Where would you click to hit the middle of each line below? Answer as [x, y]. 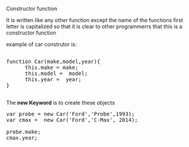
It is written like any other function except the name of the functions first [94, 20]
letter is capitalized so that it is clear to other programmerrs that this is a [94, 26]
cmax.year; [22, 138]
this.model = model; [56, 73]
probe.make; [23, 132]
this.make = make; [51, 68]
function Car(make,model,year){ [53, 62]
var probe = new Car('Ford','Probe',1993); [70, 114]
